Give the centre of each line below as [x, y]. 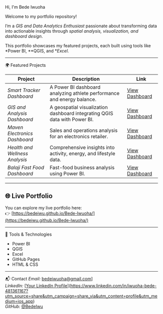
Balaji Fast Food [26, 167]
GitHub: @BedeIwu [24, 306]
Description [86, 79]
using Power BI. [67, 174]
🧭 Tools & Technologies [28, 234]
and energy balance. [73, 99]
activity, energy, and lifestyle [82, 154]
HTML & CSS [25, 264]
